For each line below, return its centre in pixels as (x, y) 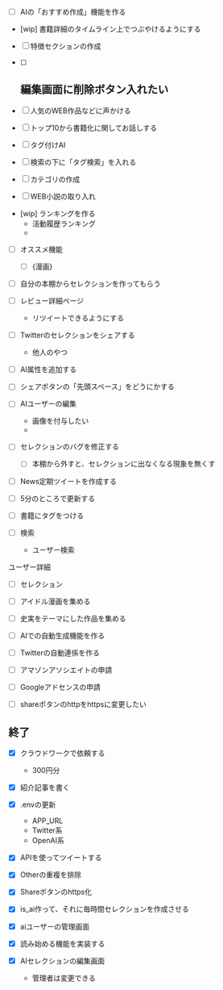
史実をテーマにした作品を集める (73, 618)
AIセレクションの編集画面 (62, 961)
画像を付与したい (60, 421)
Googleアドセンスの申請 (60, 687)
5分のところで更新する (58, 498)
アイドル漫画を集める (55, 601)
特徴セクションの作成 (66, 46)
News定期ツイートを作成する (68, 481)
